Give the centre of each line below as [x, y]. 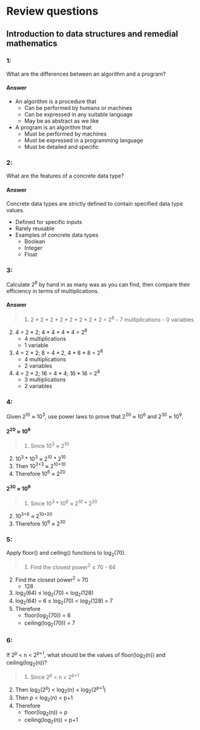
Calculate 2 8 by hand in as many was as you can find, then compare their [98, 284]
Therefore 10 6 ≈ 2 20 [40, 473]
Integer [33, 248]
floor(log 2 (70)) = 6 [48, 616]
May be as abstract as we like [62, 121]
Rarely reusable [35, 228]
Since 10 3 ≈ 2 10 [49, 445]
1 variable [36, 345]
